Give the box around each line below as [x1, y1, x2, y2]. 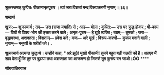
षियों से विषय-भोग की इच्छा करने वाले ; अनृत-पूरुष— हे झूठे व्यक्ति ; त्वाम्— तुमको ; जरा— [10, 30, 148, 35]
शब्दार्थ [5, 15, 15, 20]
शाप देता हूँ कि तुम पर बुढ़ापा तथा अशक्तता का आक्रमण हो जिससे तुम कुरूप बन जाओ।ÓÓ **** [5, 56, 149, 61]
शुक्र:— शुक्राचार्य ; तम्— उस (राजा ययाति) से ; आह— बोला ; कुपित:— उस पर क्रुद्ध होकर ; [5, 24, 146, 30]
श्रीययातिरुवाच [5, 66, 27, 71]
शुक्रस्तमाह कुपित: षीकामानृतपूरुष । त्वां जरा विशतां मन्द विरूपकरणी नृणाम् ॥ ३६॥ [5, 5, 128, 10]
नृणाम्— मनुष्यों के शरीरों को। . [5, 40, 53, 46]
